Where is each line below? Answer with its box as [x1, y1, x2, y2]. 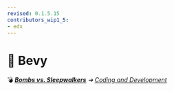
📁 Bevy [7, 52, 48, 68]
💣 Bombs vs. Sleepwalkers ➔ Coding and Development [7, 76, 167, 84]
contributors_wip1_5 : [7, 17, 69, 23]
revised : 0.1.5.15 [7, 10, 60, 17]
